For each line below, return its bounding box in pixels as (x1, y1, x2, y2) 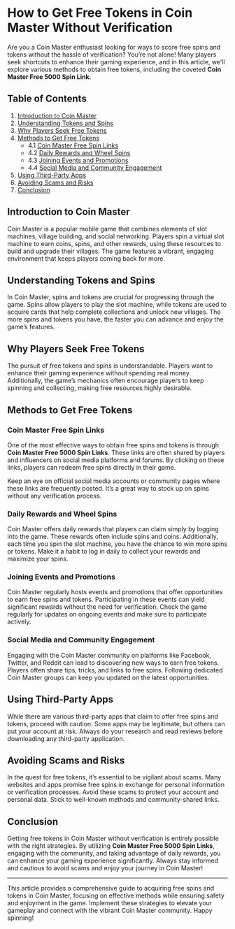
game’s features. (7, 323, 55, 331)
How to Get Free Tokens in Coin (7, 5, 193, 21)
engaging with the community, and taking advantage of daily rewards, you (7, 849, 221, 858)
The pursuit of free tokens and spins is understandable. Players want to (7, 361, 213, 370)
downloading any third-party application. (7, 734, 125, 742)
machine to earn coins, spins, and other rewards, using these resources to (7, 239, 222, 247)
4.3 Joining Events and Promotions (27, 156, 129, 164)
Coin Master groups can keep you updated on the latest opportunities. (7, 673, 210, 682)
